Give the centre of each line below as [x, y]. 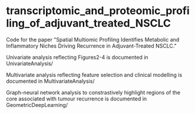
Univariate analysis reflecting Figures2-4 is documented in [77, 57]
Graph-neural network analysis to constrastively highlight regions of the [93, 92]
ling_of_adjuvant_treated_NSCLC [89, 23]
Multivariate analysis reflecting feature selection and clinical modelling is [94, 75]
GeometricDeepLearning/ [37, 105]
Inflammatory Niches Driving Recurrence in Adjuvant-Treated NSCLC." [91, 46]
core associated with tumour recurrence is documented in [77, 99]
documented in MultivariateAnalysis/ [50, 81]
